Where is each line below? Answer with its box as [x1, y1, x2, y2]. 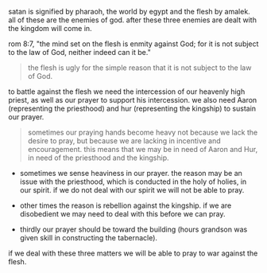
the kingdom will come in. [8, 24, 93, 33]
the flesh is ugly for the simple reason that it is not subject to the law [27, 63, 252, 72]
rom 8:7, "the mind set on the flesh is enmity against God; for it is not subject [8, 39, 259, 49]
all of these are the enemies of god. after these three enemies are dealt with [8, 15, 257, 25]
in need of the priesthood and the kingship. [27, 153, 169, 162]
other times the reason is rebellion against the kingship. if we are [19, 201, 232, 210]
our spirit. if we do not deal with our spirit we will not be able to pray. [19, 185, 245, 194]
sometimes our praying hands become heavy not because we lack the [27, 127, 258, 137]
